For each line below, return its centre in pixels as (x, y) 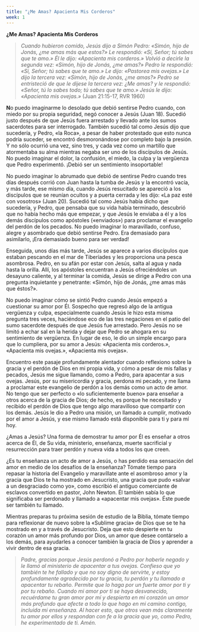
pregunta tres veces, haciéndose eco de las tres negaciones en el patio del (98, 319)
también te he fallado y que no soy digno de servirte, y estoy (95, 572)
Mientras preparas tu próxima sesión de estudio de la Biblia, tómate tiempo (98, 516)
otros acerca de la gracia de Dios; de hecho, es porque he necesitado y (94, 400)
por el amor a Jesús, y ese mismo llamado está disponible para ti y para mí (97, 419)
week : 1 (16, 17)
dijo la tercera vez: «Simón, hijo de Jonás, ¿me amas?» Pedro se (100, 77)
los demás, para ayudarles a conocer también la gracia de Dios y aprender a (99, 542)
